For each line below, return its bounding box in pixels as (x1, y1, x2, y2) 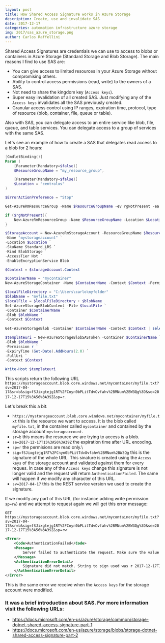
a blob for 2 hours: (5, 145, 43, 151)
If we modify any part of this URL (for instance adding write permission (5, 496, 149, 502)
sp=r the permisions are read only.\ (12, 444, 83, 450)
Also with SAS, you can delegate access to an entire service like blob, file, (5, 119, 155, 126)
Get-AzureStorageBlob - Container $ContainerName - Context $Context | (5, 326, 151, 331)
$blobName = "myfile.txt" (5, 294, 58, 299)
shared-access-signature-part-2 (12, 632, 79, 638)
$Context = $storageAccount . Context (5, 267, 80, 272)
